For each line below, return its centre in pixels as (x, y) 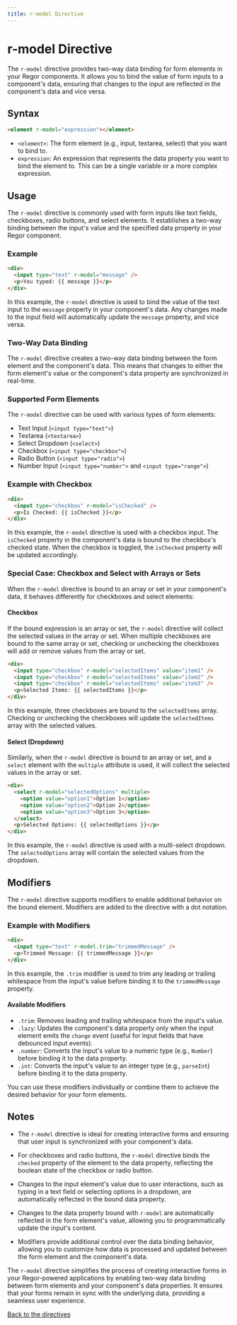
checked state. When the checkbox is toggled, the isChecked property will (115, 547)
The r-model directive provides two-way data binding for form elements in (115, 69)
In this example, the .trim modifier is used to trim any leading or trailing (111, 973)
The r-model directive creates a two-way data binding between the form (112, 358)
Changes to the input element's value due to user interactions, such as (121, 1184)
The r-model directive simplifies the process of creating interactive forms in (117, 1270)
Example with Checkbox (50, 484)
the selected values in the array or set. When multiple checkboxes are (109, 636)
